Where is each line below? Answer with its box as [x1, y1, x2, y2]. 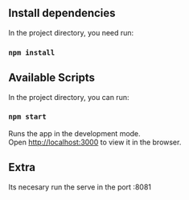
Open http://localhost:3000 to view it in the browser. [8, 137, 182, 147]
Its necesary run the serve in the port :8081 [8, 181, 151, 192]
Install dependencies [8, 6, 116, 20]
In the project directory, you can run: [8, 92, 129, 102]
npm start [8, 112, 47, 122]
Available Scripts [8, 71, 95, 85]
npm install [8, 48, 55, 57]
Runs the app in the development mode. [8, 128, 141, 138]
